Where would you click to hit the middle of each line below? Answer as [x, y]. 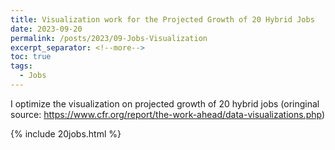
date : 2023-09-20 [46, 29]
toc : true [31, 57]
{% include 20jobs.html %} [66, 133]
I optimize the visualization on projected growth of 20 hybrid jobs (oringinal [165, 103]
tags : [21, 66]
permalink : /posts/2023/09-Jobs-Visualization [109, 38]
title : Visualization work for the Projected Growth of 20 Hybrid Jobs [162, 19]
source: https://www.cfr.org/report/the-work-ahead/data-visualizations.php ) [168, 114]
